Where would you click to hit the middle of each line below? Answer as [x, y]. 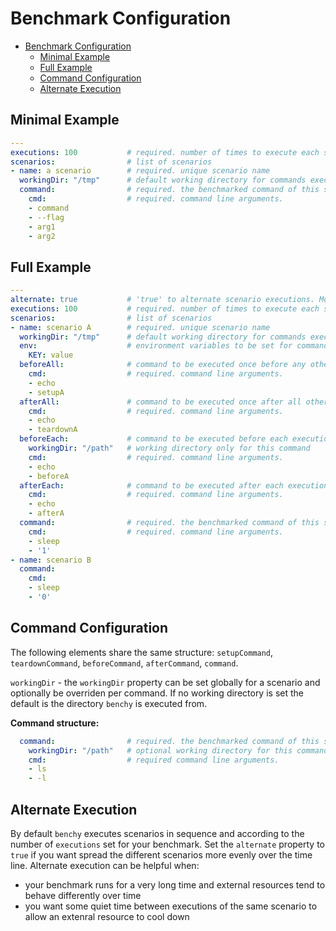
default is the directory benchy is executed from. [109, 703]
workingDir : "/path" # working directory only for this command [169, 448]
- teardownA [53, 430]
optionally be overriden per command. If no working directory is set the [157, 693]
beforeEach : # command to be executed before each [153, 439]
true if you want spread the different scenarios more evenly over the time [161, 854]
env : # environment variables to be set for [156, 346]
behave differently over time [83, 895]
